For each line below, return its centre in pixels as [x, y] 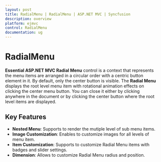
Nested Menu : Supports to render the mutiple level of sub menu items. [84, 129]
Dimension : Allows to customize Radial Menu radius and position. [79, 155]
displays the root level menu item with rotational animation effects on [75, 86]
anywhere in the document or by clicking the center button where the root [80, 96]
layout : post [18, 10]
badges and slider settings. [40, 150]
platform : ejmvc [22, 23]
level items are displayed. [31, 102]
